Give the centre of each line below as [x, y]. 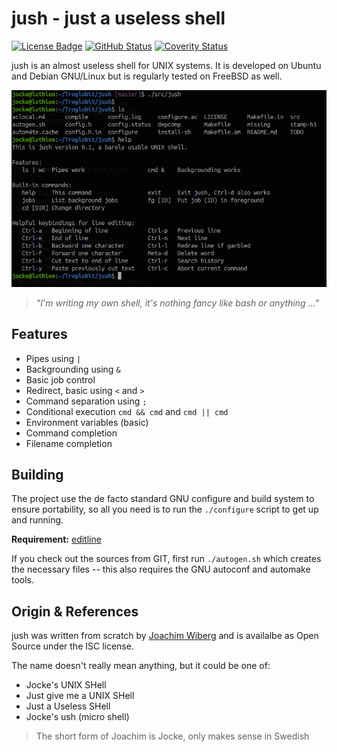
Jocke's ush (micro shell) [77, 717]
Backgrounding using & [73, 369]
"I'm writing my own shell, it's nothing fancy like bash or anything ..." [177, 303]
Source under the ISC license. [72, 646]
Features [39, 334]
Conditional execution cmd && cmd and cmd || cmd [127, 411]
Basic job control [60, 379]
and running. [37, 520]
